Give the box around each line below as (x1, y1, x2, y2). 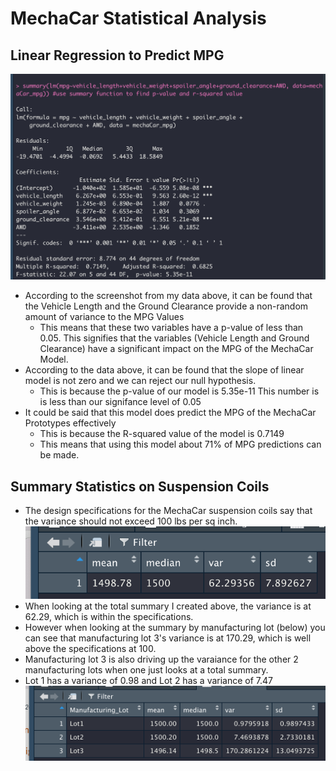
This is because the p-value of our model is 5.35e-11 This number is (39, 385, 320, 397)
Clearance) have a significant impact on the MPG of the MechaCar (39, 343, 314, 355)
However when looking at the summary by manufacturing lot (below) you (24, 622, 326, 634)
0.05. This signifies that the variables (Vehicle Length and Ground (39, 332, 310, 344)
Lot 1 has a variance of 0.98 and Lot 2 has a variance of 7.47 (24, 675, 274, 687)
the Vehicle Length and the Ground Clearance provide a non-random (24, 300, 309, 312)
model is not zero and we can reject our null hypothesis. (24, 375, 257, 387)
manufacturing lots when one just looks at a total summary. (24, 664, 269, 676)
